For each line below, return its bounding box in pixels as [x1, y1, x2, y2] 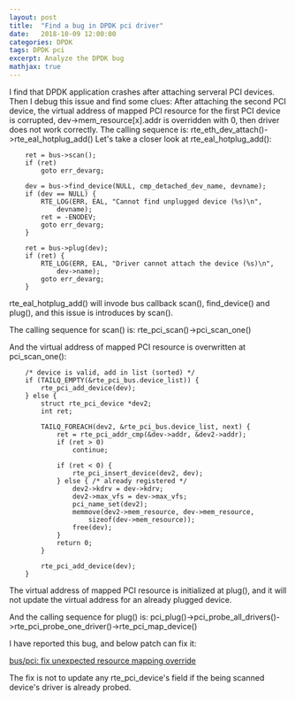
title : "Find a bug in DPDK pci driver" [9, 21, 164, 30]
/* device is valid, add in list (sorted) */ [25, 368, 196, 377]
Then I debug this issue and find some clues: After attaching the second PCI [9, 96, 287, 106]
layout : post [9, 12, 57, 22]
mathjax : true [9, 63, 62, 72]
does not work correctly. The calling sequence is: [9, 124, 189, 135]
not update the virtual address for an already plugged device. [9, 594, 232, 605]
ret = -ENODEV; [41, 212, 97, 221]
